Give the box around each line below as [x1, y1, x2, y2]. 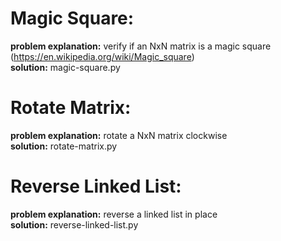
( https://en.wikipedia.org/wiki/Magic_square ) [10, 50, 195, 62]
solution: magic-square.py [10, 61, 121, 73]
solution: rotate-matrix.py [10, 140, 118, 152]
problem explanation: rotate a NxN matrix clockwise [10, 129, 228, 141]
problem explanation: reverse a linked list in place [10, 208, 218, 220]
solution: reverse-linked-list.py [10, 218, 139, 231]
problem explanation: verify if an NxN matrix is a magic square [10, 40, 272, 52]
